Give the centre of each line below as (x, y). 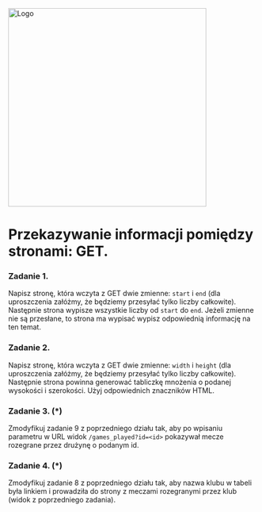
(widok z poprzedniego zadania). (62, 500)
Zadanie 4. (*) (36, 466)
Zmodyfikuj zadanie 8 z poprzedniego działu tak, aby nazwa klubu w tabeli (130, 483)
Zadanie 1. (28, 276)
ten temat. (25, 327)
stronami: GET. (58, 251)
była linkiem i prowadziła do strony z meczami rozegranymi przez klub (123, 491)
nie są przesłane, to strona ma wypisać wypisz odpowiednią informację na (129, 319)
